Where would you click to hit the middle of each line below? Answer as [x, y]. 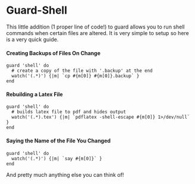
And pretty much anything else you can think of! [65, 175]
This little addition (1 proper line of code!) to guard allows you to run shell [95, 27]
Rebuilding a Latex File [35, 94]
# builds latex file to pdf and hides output [69, 112]
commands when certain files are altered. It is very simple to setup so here [97, 33]
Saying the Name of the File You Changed [59, 141]
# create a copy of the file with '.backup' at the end [82, 71]
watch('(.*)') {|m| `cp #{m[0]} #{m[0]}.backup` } [76, 76]
